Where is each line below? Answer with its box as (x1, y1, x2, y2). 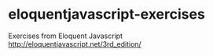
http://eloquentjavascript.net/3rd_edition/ (8, 39, 141, 48)
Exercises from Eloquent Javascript (8, 31, 123, 40)
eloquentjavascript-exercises (8, 5, 206, 23)
